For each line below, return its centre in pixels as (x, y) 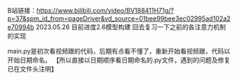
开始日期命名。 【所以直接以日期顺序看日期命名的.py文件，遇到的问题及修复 (119, 60)
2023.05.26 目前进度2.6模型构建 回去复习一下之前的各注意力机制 (131, 27)
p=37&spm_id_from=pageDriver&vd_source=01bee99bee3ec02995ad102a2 (119, 19)
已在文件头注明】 (32, 69)
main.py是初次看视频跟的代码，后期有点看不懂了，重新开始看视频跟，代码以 (119, 51)
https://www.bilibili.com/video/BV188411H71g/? (105, 10)
